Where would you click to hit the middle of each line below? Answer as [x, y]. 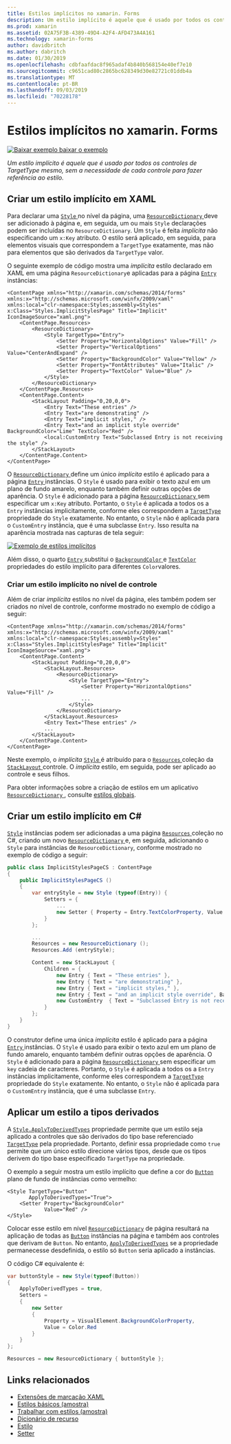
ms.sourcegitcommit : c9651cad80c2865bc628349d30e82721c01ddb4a [100, 71]
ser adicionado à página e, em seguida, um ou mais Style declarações [107, 223]
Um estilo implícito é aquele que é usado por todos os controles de [102, 163]
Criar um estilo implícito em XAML [82, 199]
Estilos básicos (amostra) [53, 1404]
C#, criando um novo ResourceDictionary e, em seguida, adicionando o [108, 840]
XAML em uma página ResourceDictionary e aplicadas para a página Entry [112, 273]
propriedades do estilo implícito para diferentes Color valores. [94, 566]
